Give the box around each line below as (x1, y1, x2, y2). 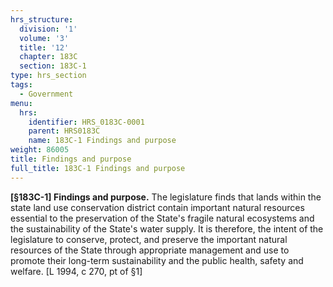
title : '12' (19, 42, 70, 53)
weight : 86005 (10, 145, 70, 155)
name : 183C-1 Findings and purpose (28, 136, 177, 146)
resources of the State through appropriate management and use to (10, 244, 290, 256)
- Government (19, 89, 74, 99)
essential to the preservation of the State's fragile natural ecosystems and (10, 212, 315, 224)
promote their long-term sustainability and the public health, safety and (10, 254, 304, 266)
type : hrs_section (10, 71, 87, 81)
